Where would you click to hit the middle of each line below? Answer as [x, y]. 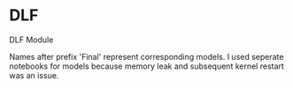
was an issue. [34, 75]
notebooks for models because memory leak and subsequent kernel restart [147, 66]
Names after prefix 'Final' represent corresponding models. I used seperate [146, 56]
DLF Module [31, 40]
